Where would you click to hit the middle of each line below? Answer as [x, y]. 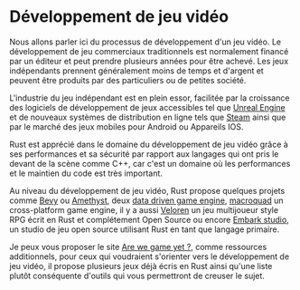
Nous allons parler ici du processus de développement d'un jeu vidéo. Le [145, 42]
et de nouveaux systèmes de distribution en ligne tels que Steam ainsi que [148, 117]
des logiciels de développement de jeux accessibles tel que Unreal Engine [148, 107]
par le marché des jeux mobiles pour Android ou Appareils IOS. [127, 126]
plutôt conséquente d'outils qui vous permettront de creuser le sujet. [137, 275]
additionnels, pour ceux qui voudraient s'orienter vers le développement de [150, 256]
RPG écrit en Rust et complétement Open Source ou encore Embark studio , [149, 219]
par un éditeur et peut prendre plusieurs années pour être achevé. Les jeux [149, 61]
